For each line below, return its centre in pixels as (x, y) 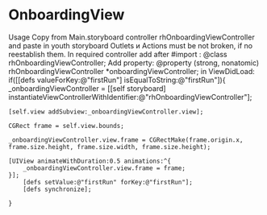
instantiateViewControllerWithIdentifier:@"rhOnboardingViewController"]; (130, 97)
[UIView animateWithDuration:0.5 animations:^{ (90, 161)
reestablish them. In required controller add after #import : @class (118, 54)
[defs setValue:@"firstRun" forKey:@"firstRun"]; (108, 182)
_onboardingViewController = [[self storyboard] (88, 88)
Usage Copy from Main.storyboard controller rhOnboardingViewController (132, 37)
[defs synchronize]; (57, 189)
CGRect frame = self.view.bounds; (67, 126)
